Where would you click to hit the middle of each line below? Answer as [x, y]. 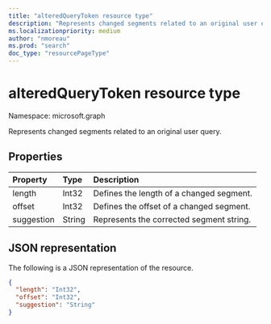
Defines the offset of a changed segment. [172, 206]
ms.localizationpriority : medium [65, 31]
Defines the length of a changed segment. [173, 193]
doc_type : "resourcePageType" [59, 53]
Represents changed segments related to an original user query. [115, 131]
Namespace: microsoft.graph [57, 116]
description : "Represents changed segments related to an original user [133, 23]
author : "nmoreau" [39, 38]
